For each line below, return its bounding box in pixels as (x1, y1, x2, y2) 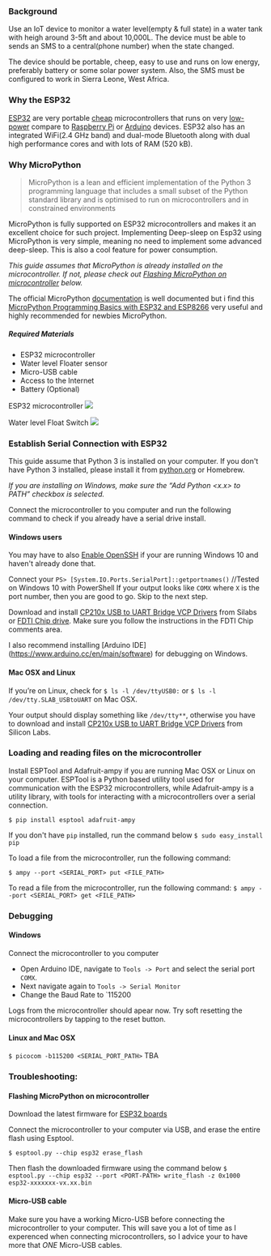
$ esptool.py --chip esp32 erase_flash (8, 1149, 143, 1157)
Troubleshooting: (8, 1071, 78, 1082)
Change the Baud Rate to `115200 (19, 989, 132, 999)
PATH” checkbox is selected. (8, 489, 105, 499)
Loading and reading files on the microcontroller (8, 748, 202, 759)
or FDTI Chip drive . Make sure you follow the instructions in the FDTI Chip (8, 616, 254, 626)
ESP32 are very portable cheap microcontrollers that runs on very (8, 113, 228, 122)
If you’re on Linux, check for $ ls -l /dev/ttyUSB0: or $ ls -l (8, 685, 217, 695)
